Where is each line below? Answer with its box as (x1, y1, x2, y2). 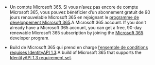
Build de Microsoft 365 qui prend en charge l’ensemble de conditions (9, 45, 148, 50)
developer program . (9, 35, 50, 41)
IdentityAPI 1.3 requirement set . (9, 55, 72, 60)
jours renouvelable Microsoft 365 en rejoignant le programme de (9, 15, 139, 20)
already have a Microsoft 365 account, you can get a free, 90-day (9, 25, 142, 31)
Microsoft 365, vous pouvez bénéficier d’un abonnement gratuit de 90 (9, 9, 151, 15)
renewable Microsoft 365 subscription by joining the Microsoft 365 (9, 30, 143, 35)
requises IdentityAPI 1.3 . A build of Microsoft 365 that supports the (9, 49, 142, 55)
